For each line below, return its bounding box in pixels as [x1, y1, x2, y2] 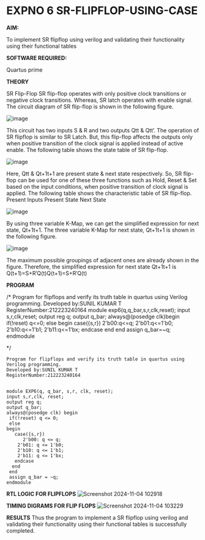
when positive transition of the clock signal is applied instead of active [6, 139, 184, 147]
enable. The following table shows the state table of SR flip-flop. [6, 146, 168, 153]
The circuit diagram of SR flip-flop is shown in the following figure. [6, 102, 174, 110]
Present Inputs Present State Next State [6, 196, 106, 203]
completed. [6, 527, 35, 534]
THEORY [6, 78, 29, 85]
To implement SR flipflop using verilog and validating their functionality [6, 36, 185, 43]
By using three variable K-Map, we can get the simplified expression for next [6, 219, 199, 227]
